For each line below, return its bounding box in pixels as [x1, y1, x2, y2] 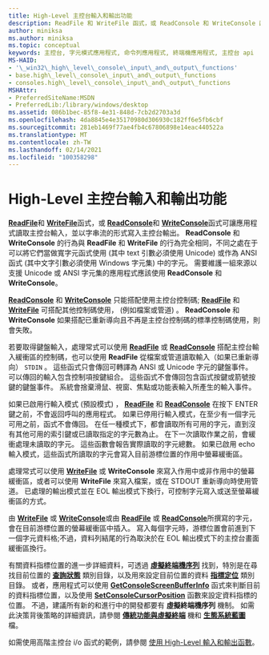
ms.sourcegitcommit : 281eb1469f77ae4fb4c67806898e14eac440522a [8, 123, 224, 131]
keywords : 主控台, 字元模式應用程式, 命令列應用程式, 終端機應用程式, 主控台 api [8, 49, 255, 57]
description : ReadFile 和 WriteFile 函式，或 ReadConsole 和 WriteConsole [8, 19, 256, 27]
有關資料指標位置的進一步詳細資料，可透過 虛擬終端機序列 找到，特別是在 [8, 561, 251, 570]
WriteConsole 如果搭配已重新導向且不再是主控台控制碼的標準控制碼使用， [8, 315, 254, 325]
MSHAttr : [8, 86, 38, 94]
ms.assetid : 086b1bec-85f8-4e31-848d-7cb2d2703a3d [8, 109, 181, 117]
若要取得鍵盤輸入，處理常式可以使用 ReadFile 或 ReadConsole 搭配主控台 [8, 342, 253, 352]
